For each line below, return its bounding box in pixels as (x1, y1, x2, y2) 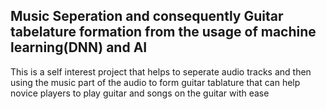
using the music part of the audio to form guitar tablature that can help (10, 76, 301, 88)
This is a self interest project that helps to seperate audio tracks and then (10, 65, 312, 78)
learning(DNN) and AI (10, 39, 148, 56)
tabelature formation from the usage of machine (10, 24, 317, 41)
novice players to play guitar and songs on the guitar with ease (10, 87, 270, 99)
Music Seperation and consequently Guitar (10, 8, 284, 25)
